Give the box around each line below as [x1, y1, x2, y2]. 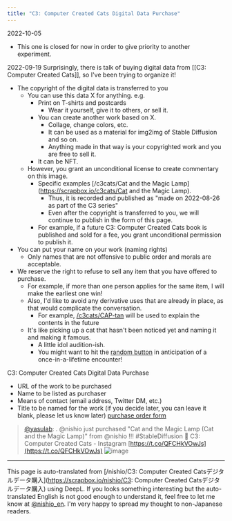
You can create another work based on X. [37, 113, 157, 121]
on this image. [27, 172, 68, 180]
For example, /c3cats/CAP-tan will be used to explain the [37, 311, 200, 320]
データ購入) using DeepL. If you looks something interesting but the [12, 484, 205, 493]
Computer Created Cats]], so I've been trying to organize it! [7, 70, 176, 79]
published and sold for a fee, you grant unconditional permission [37, 230, 222, 239]
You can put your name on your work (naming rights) [17, 245, 168, 253]
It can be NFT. [37, 157, 79, 166]
